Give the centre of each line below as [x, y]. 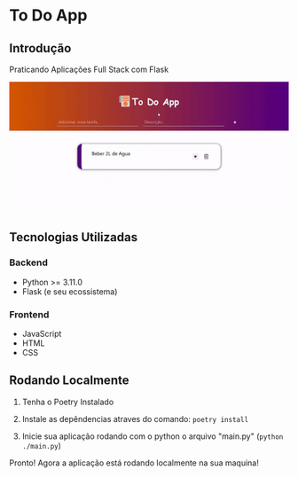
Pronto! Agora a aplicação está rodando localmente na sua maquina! [134, 463]
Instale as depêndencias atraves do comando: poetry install [135, 418]
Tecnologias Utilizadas [74, 237]
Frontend [29, 314]
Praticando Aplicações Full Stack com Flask [89, 69]
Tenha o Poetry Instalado [68, 402]
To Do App [48, 16]
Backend [29, 262]
